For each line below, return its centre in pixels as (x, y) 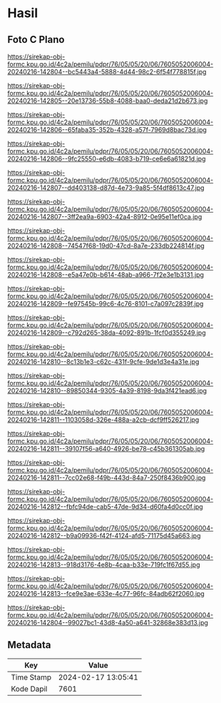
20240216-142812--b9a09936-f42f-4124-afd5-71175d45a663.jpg (104, 536)
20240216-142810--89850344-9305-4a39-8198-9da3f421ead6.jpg (107, 391)
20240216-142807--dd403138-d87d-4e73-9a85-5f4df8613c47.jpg (106, 188)
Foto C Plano (36, 40)
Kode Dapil (29, 689)
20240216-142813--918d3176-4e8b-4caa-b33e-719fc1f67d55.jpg (104, 565)
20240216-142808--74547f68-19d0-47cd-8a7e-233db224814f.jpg (106, 246)
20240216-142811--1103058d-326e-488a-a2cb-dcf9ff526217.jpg (103, 420)
